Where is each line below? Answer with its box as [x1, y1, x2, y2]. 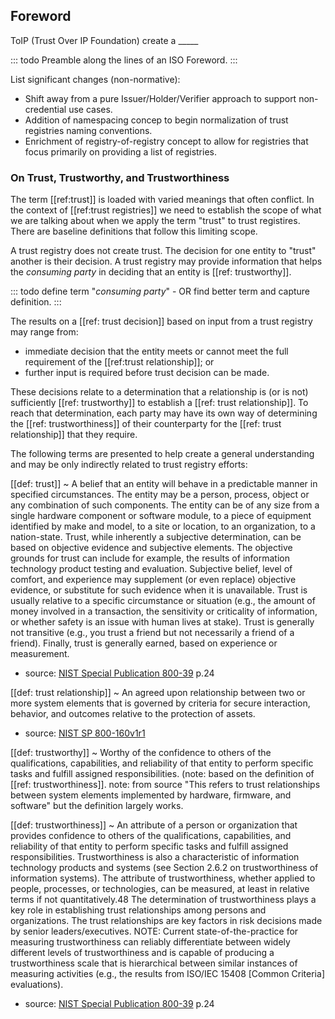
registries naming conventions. [24, 124, 153, 136]
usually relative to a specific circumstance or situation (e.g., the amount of [10, 595, 316, 607]
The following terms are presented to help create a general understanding [10, 448, 315, 460]
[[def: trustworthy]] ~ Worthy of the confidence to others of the [10, 747, 272, 759]
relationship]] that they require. [10, 429, 138, 441]
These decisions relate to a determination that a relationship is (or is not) [10, 386, 309, 398]
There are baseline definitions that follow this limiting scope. [10, 225, 258, 238]
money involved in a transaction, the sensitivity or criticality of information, [10, 605, 318, 618]
